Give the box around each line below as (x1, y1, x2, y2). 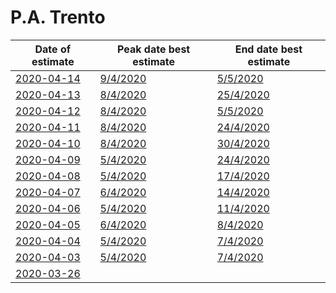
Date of (34, 42, 72, 56)
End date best (234, 42, 303, 56)
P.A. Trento (10, 6, 106, 29)
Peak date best (117, 42, 191, 56)
